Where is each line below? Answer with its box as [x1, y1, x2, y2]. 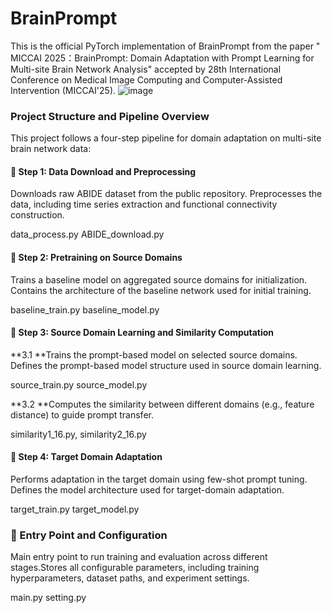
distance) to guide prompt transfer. [10, 408, 154, 421]
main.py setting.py [10, 592, 87, 604]
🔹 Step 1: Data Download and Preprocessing [10, 165, 197, 177]
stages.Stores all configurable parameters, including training [10, 562, 260, 574]
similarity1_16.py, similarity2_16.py [10, 428, 147, 440]
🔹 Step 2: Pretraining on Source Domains [10, 252, 183, 264]
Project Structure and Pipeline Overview [10, 109, 210, 123]
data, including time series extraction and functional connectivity [10, 198, 278, 211]
